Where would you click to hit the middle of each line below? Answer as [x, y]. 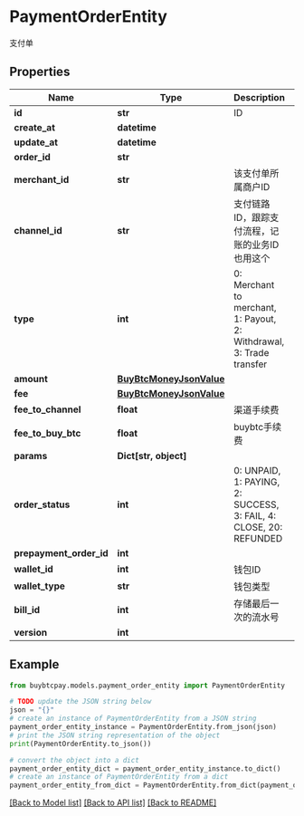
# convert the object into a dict [75, 760]
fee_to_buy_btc [47, 433]
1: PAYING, [257, 482]
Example [34, 664]
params [31, 456]
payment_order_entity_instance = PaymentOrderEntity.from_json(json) [143, 727]
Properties [40, 72]
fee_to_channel [47, 409]
